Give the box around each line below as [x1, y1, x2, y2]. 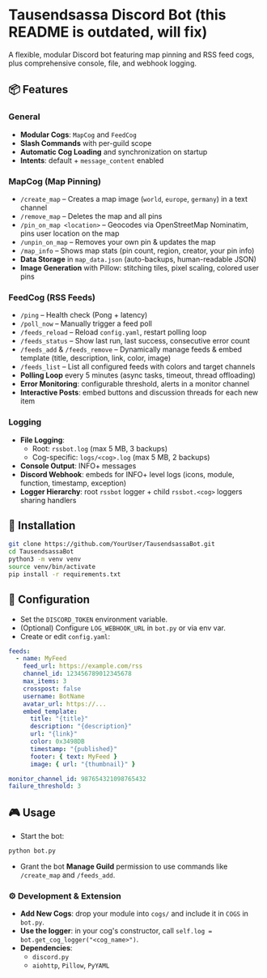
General [8, 111, 40, 122]
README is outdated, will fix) [8, 23, 208, 41]
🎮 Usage [8, 805, 56, 819]
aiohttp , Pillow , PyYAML [32, 960, 110, 970]
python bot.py [8, 847, 57, 856]
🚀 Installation [8, 519, 76, 532]
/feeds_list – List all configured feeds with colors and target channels [19, 362, 256, 372]
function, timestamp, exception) [19, 478, 127, 488]
